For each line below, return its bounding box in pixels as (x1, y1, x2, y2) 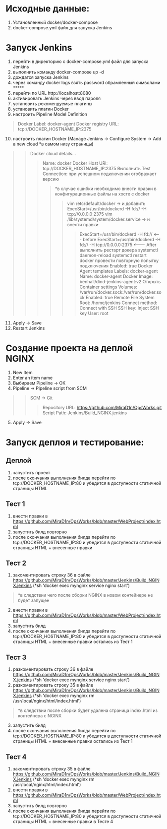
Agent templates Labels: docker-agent (79, 268, 158, 274)
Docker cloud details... (30, 150, 76, 156)
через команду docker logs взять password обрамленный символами (12, 79, 161, 85)
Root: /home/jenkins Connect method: (79, 300, 158, 306)
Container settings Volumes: (79, 284, 138, 290)
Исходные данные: (5, 3, 90, 14)
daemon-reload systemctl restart (79, 252, 147, 258)
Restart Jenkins (12, 325, 45, 331)
